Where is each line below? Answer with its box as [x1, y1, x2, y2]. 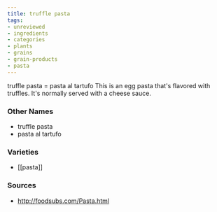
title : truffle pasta [7, 10, 71, 17]
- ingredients [7, 29, 49, 37]
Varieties [7, 147, 38, 157]
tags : [7, 17, 23, 24]
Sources [7, 181, 36, 190]
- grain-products [7, 56, 58, 63]
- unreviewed [7, 23, 45, 30]
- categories [7, 36, 45, 43]
